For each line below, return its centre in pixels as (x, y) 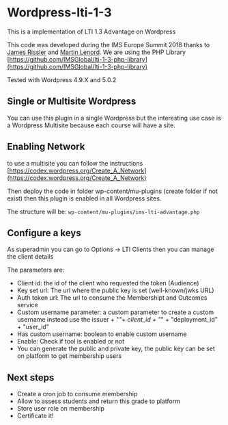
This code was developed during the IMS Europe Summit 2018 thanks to (109, 44)
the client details (30, 257)
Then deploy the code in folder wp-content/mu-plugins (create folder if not (113, 191)
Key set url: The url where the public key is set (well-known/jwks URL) (115, 291)
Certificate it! (35, 416)
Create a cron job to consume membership (77, 394)
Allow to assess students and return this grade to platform (99, 401)
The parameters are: (36, 270)
